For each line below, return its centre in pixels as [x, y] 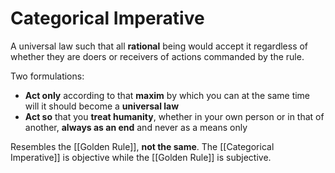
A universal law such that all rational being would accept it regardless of [159, 46]
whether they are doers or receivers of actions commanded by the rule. [157, 56]
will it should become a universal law [102, 106]
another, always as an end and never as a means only [136, 127]
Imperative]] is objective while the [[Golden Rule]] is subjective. [141, 157]
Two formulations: [47, 76]
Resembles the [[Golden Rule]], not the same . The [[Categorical [142, 146]
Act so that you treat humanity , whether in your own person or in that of [174, 116]
